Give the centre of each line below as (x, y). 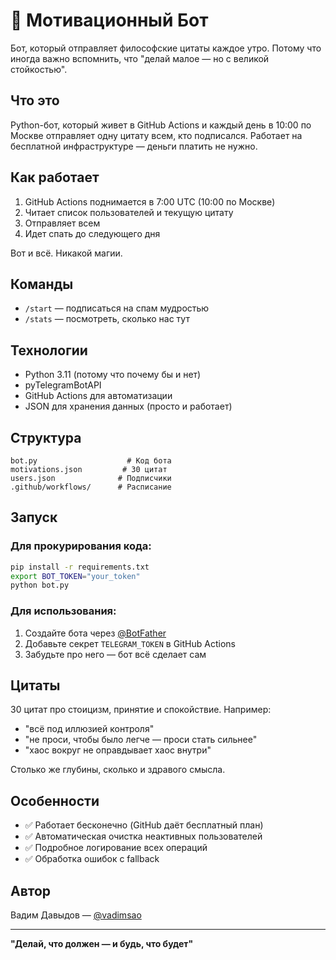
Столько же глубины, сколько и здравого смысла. (118, 770)
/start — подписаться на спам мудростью (117, 308)
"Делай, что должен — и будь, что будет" (102, 944)
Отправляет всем (62, 223)
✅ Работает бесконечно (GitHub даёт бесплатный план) (144, 825)
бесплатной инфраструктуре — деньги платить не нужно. (134, 146)
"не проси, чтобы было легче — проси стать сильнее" (141, 740)
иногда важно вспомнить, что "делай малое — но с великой (140, 58)
